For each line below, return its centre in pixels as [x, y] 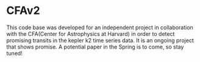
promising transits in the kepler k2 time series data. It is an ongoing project [100, 40]
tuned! [14, 53]
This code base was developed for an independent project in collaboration [100, 27]
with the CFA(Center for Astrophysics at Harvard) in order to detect [91, 33]
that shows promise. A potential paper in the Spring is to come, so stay [95, 47]
